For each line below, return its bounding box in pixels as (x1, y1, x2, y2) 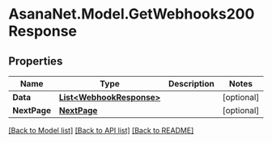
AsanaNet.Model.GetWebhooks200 (8, 5, 255, 23)
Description (168, 78, 215, 89)
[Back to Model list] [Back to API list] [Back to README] (8, 126, 194, 135)
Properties (8, 54, 63, 68)
